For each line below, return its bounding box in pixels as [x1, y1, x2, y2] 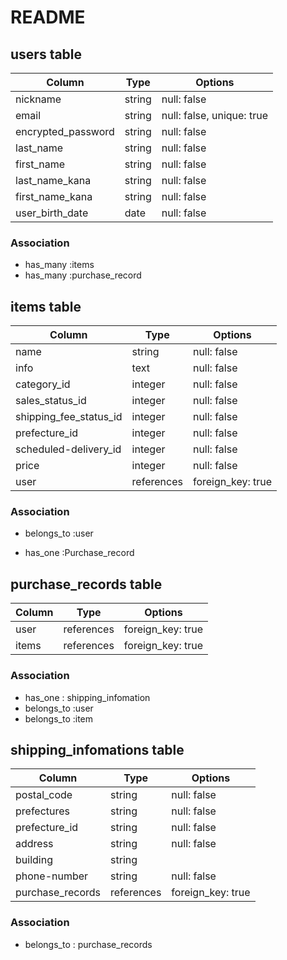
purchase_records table [10, 576, 163, 593]
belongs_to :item [24, 712, 94, 725]
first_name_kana [15, 190, 93, 203]
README [10, 6, 86, 29]
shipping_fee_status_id [15, 410, 123, 424]
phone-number [15, 869, 89, 883]
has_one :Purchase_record [24, 547, 135, 559]
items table [10, 298, 82, 315]
